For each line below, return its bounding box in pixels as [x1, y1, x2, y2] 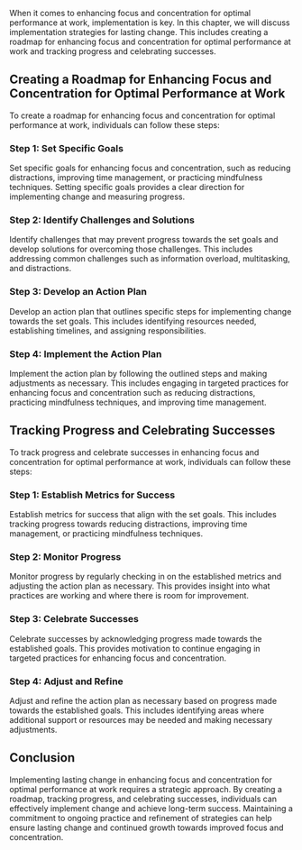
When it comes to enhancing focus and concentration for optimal [9, 8, 251, 18]
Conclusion [9, 750, 76, 765]
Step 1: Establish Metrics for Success [9, 489, 176, 501]
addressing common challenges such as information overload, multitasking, [9, 253, 290, 264]
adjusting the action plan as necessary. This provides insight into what [9, 580, 270, 591]
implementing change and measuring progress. [9, 191, 186, 202]
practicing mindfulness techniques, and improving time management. [9, 397, 268, 407]
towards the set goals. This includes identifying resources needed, [9, 315, 257, 326]
